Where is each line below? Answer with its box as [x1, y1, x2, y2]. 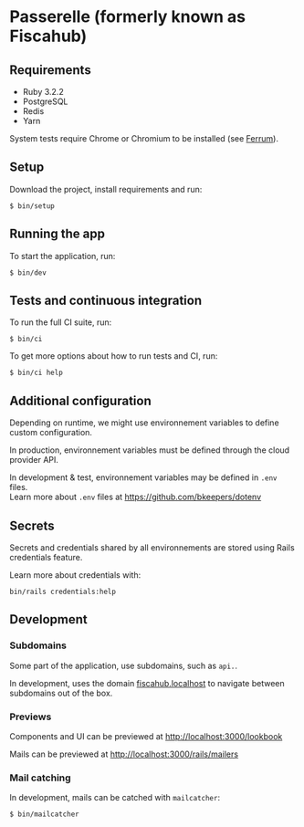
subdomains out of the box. [9, 687, 113, 698]
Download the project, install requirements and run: [9, 183, 203, 194]
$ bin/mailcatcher [9, 810, 79, 819]
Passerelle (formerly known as [9, 6, 246, 27]
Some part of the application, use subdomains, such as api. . [9, 660, 238, 671]
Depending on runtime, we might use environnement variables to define [9, 417, 280, 428]
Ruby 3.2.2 [22, 87, 64, 97]
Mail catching [9, 771, 71, 784]
